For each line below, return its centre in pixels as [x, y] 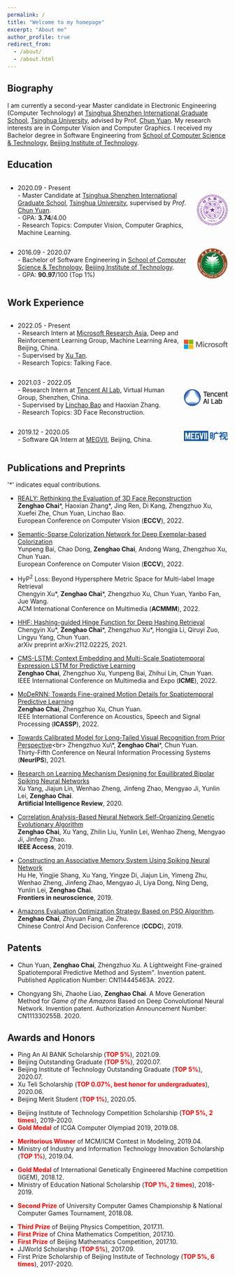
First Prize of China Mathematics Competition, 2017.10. [96, 1234]
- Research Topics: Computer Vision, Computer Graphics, [100, 225]
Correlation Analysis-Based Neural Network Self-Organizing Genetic [116, 816]
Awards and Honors [51, 1038]
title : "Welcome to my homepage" [56, 22]
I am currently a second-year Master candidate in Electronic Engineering [112, 105]
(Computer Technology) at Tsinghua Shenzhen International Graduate [108, 113]
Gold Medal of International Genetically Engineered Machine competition [122, 1170]
